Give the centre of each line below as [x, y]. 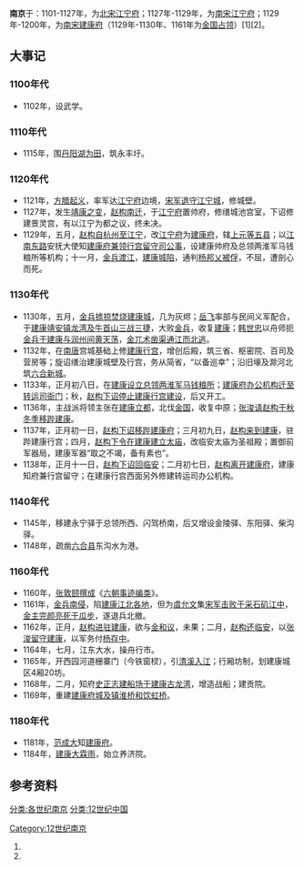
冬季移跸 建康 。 [51, 419]
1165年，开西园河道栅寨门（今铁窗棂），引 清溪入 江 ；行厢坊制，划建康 [152, 662]
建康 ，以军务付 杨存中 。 [91, 639]
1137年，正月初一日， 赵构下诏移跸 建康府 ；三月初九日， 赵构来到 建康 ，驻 [158, 429]
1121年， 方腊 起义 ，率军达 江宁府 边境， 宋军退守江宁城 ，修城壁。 [142, 201]
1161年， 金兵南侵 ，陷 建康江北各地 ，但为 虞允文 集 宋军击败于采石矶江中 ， [157, 604]
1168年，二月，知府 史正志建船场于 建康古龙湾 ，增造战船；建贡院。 [147, 684]
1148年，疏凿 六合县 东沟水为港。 [83, 545]
